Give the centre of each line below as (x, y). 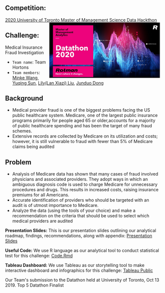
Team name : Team (29, 62)
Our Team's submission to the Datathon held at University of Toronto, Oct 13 (82, 280)
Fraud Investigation (25, 52)
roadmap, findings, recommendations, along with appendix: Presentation (79, 236)
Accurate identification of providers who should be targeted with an (81, 200)
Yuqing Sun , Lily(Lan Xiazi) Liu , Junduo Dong (58, 83)
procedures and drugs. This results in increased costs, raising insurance (85, 190)
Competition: (26, 8)
